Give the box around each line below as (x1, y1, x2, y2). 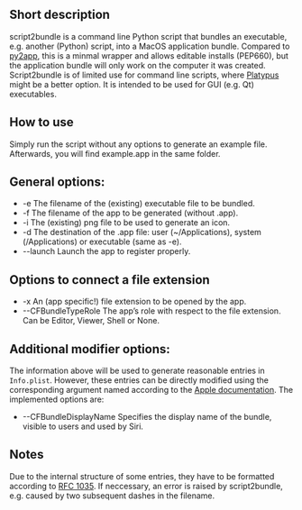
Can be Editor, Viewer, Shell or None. (22, 315, 160, 326)
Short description (9, 7, 111, 23)
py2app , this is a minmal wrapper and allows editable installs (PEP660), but (9, 50, 288, 61)
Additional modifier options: (9, 342, 171, 357)
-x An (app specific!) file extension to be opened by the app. (22, 296, 247, 307)
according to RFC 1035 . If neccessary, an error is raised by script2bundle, (9, 480, 284, 491)
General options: (9, 175, 105, 190)
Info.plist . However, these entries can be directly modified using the (9, 375, 269, 386)
